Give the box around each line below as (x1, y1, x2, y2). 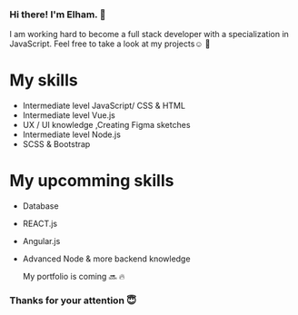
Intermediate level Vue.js (22, 110, 115, 121)
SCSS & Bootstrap (22, 139, 91, 150)
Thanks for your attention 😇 (9, 294, 136, 307)
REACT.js (22, 218, 58, 230)
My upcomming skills (9, 171, 174, 192)
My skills (9, 70, 79, 91)
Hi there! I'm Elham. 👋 (9, 8, 106, 21)
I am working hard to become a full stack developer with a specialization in (9, 29, 289, 40)
